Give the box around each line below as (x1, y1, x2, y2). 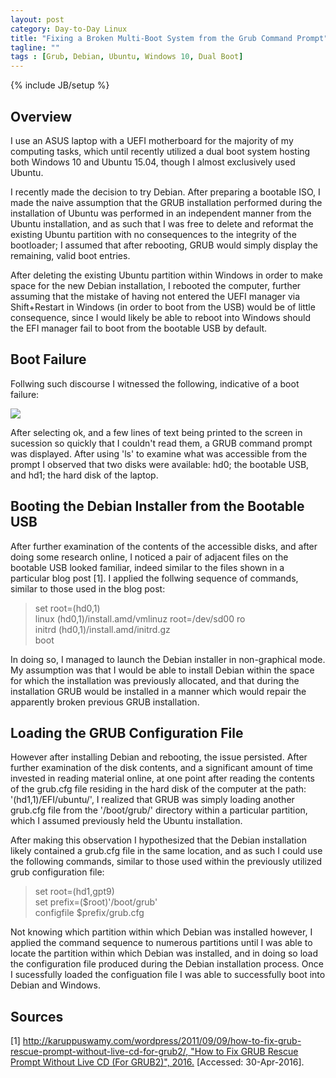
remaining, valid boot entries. (10, 249, 131, 261)
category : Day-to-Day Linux (10, 24, 128, 34)
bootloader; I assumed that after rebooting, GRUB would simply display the (10, 239, 318, 251)
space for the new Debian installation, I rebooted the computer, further (10, 279, 302, 291)
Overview (10, 108, 73, 125)
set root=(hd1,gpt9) (34, 886, 115, 898)
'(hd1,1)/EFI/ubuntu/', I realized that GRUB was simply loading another (10, 794, 295, 806)
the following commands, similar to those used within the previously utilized (10, 856, 323, 868)
